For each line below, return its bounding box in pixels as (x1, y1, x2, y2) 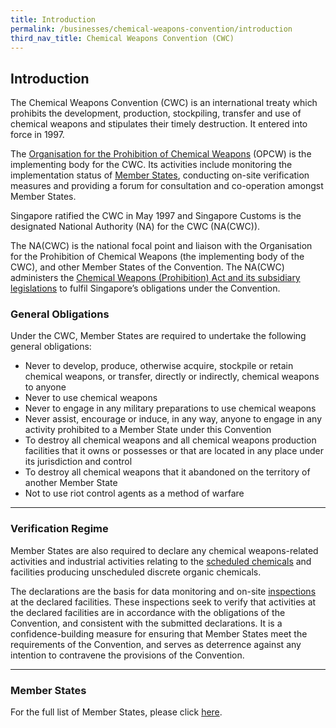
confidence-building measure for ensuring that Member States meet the (10, 627, 308, 640)
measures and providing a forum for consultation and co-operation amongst (10, 180, 324, 192)
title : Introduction (10, 14, 97, 25)
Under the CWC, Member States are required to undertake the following (10, 330, 307, 342)
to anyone (24, 381, 67, 393)
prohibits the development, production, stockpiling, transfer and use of (10, 107, 302, 120)
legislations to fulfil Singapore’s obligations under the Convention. (10, 282, 281, 295)
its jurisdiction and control (24, 456, 133, 468)
